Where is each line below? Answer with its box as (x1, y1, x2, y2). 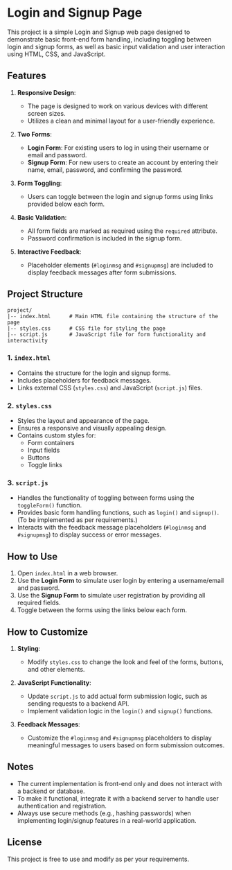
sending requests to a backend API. (27, 699, 130, 708)
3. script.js (7, 478, 48, 488)
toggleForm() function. (17, 501, 82, 510)
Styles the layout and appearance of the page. (17, 417, 150, 425)
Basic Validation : (17, 213, 67, 221)
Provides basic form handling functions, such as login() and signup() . (17, 508, 220, 517)
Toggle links (27, 461, 62, 469)
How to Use (7, 550, 58, 562)
